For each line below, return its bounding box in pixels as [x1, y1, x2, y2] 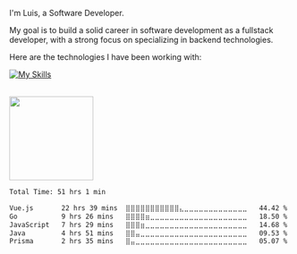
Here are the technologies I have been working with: [9, 52, 202, 62]
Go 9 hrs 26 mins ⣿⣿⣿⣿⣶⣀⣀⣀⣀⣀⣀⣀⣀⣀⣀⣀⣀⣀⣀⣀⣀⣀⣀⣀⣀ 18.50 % [9, 212, 288, 221]
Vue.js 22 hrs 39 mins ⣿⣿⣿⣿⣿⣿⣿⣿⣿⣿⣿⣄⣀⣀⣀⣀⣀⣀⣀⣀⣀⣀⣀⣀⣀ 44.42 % [9, 203, 288, 213]
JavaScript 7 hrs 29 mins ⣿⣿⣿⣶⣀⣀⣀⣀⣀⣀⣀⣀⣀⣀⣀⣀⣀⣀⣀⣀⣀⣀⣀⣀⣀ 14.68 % [9, 220, 288, 229]
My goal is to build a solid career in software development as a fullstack [9, 25, 274, 35]
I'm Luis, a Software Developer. [9, 8, 124, 18]
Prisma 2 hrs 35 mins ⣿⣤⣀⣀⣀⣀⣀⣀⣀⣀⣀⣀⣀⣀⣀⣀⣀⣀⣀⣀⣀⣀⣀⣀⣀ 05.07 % [9, 237, 288, 246]
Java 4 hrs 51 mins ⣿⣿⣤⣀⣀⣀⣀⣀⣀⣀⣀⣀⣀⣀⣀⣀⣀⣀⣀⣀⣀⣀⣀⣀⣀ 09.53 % [9, 228, 288, 238]
